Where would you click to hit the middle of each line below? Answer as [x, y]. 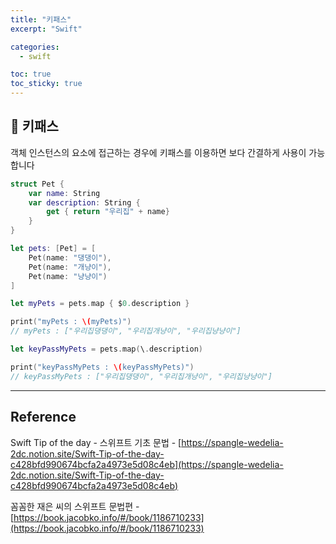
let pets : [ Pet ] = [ [53, 249]
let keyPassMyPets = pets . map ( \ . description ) [106, 349]
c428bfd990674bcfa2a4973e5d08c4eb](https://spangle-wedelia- [147, 464]
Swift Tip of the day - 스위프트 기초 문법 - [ [96, 442]
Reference [43, 417]
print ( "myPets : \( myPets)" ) [71, 322]
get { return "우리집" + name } [108, 212]
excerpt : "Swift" [46, 29]
